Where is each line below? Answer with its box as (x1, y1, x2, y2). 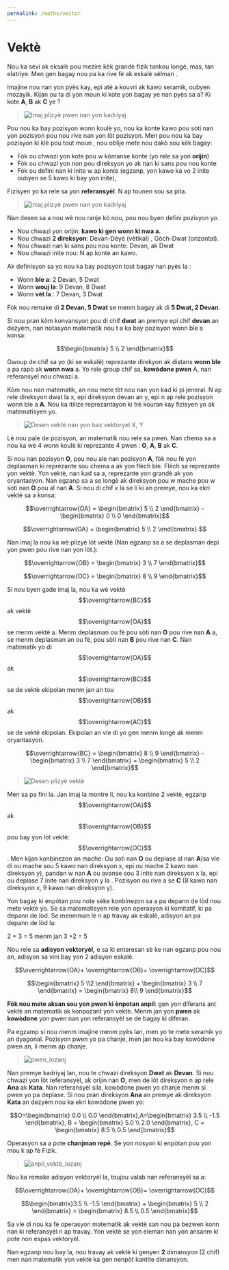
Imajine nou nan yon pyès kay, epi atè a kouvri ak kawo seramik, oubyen (7, 83, 211, 91)
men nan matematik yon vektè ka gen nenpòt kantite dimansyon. (7, 1255, 189, 1263)
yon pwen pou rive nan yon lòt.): (7, 545, 98, 553)
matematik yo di (7, 643, 53, 651)
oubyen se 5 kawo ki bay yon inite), (16, 173, 117, 182)
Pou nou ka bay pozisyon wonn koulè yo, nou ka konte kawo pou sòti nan (7, 124, 214, 132)
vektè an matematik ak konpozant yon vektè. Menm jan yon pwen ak (7, 1007, 200, 1015)
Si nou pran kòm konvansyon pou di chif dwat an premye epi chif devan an (7, 316, 219, 324)
